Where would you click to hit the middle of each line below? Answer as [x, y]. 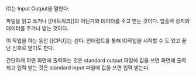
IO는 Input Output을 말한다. [38, 8]
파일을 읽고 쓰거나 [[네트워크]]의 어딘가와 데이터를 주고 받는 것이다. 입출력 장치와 [98, 21]
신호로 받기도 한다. [33, 48]
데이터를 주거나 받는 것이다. [37, 28]
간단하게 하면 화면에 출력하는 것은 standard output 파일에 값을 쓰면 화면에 [91, 60]
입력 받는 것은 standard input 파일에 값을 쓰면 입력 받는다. [83, 68]
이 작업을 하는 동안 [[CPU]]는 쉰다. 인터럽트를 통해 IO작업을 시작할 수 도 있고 [93, 41]
